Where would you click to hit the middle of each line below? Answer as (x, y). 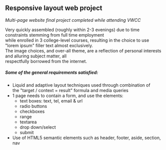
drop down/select (38, 127)
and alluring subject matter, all (36, 56)
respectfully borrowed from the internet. (46, 61)
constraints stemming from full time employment (55, 35)
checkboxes (32, 111)
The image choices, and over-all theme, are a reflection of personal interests (83, 50)
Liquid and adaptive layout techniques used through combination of (81, 85)
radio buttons (33, 106)
